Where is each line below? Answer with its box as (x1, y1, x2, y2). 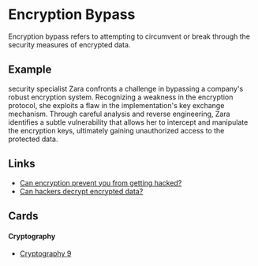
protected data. (8, 134, 58, 144)
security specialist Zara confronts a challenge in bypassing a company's (8, 84, 244, 93)
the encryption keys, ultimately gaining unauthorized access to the (8, 126, 225, 135)
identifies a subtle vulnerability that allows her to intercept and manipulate (8, 117, 249, 127)
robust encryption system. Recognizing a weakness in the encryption (8, 92, 234, 102)
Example (8, 63, 52, 77)
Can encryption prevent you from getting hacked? (19, 178, 182, 187)
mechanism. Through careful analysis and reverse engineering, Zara (8, 109, 230, 118)
